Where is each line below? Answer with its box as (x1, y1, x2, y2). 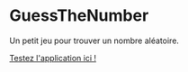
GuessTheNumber (9, 5, 149, 26)
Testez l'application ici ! (9, 52, 97, 63)
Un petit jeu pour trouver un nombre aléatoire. (9, 35, 180, 46)
